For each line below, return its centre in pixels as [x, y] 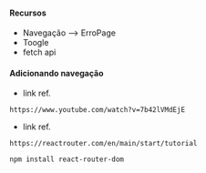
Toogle [36, 43]
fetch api [39, 52]
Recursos [28, 13]
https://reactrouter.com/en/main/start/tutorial [103, 144]
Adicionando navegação [57, 73]
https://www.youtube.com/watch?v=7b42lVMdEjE [97, 110]
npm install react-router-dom [67, 159]
